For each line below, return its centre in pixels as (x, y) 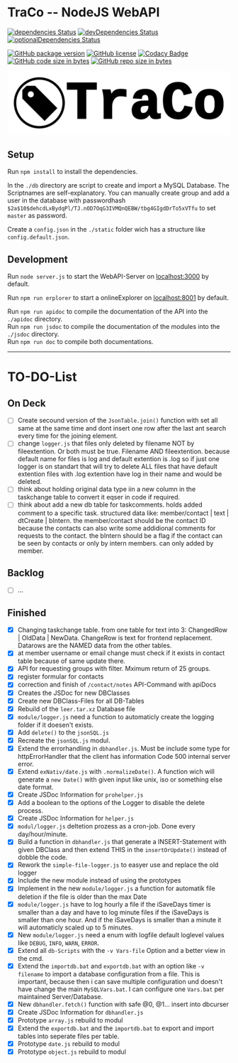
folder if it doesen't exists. (56, 725)
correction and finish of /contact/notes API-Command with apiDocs (117, 685)
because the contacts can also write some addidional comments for (117, 528)
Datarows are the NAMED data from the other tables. (95, 646)
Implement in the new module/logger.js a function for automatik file (117, 888)
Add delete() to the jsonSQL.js (63, 732)
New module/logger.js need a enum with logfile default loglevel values (121, 934)
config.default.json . (39, 237)
